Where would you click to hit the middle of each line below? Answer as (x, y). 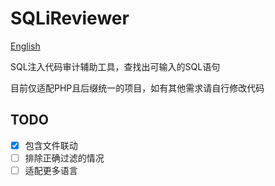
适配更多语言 (51, 170)
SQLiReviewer (70, 18)
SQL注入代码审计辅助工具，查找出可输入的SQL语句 (115, 66)
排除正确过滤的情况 (64, 158)
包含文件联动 (51, 145)
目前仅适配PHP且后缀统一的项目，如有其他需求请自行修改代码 (137, 88)
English (25, 46)
